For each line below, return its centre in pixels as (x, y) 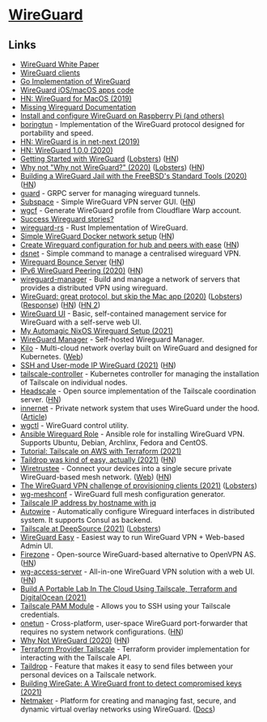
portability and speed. (57, 133)
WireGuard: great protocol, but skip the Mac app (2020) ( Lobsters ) (131, 296)
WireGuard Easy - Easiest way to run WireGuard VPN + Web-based (132, 537)
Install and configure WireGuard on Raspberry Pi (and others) (122, 116)
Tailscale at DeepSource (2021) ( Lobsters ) (91, 529)
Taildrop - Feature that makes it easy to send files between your (127, 666)
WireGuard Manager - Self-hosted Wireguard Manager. (112, 339)
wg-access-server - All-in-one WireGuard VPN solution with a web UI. (137, 571)
